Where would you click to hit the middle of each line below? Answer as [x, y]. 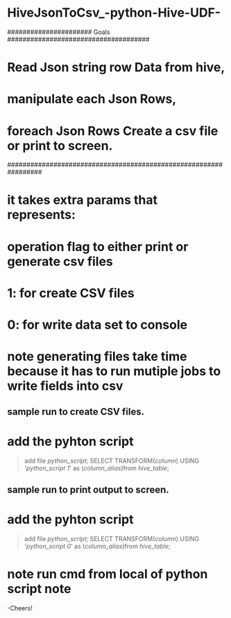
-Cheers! [20, 608]
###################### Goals [59, 32]
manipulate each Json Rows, [92, 99]
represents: [42, 215]
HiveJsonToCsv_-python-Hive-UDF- [114, 13]
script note [39, 589]
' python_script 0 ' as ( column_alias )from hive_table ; [97, 546]
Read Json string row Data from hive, [116, 68]
